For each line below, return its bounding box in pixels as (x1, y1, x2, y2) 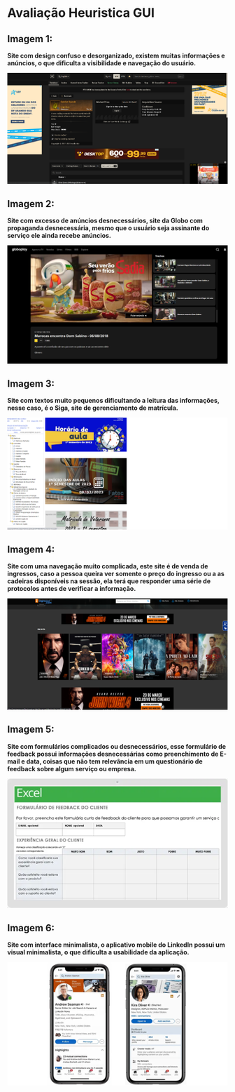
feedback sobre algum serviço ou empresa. (7, 764, 136, 773)
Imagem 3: (7, 378, 55, 389)
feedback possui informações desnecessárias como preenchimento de (7, 750, 219, 758)
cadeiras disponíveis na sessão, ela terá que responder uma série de (7, 577, 211, 585)
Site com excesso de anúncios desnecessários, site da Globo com (7, 216, 203, 225)
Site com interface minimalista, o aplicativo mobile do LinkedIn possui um (7, 940, 225, 949)
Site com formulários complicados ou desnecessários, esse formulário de (7, 742, 226, 750)
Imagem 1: (7, 33, 53, 45)
